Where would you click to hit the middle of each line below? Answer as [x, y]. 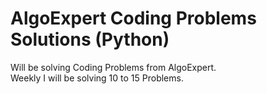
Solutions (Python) [90, 39]
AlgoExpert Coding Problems [133, 18]
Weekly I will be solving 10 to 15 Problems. [97, 78]
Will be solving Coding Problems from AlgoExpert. [113, 67]
